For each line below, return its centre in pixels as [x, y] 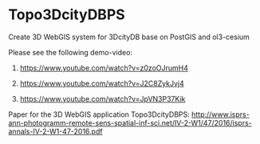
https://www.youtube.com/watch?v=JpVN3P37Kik [102, 98]
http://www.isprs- [220, 114]
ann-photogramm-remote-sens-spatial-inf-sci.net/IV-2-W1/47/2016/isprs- [130, 122]
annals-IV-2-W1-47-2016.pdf [55, 131]
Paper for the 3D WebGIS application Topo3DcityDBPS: [99, 114]
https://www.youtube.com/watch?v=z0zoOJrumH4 [104, 68]
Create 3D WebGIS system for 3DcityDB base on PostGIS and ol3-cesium [129, 37]
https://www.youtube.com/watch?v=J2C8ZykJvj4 [102, 83]
